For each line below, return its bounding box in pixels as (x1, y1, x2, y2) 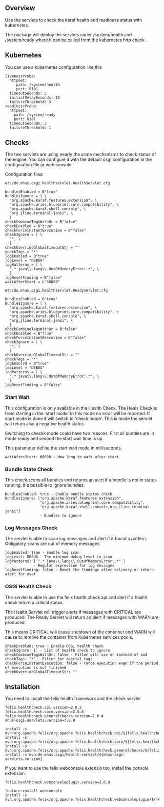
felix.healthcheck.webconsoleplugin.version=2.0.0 (5, 780, 110, 785)
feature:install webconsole (5, 788, 62, 794)
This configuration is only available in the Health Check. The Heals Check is (5, 405, 158, 411)
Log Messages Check (5, 524, 58, 531)
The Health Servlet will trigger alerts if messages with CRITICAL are (5, 609, 141, 615)
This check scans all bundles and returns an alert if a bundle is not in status (5, 477, 157, 483)
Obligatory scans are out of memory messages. (5, 541, 101, 547)
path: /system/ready (14, 112, 56, 117)
